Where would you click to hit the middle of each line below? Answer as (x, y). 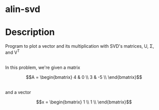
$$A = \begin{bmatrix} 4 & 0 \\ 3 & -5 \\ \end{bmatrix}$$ (84, 77)
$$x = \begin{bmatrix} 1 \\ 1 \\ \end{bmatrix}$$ (84, 102)
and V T (12, 52)
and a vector (18, 92)
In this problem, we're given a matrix (43, 67)
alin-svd (23, 9)
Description (30, 32)
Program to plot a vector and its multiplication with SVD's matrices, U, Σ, (79, 46)
